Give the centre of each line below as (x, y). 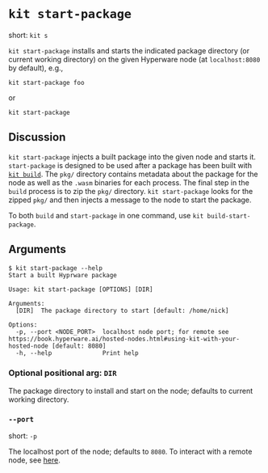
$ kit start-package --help (56, 268)
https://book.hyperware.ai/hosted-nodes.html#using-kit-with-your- (124, 339)
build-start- (229, 216)
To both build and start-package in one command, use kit (106, 215)
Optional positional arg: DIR (63, 373)
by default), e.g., (36, 68)
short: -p (23, 436)
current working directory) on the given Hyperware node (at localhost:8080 (134, 59)
